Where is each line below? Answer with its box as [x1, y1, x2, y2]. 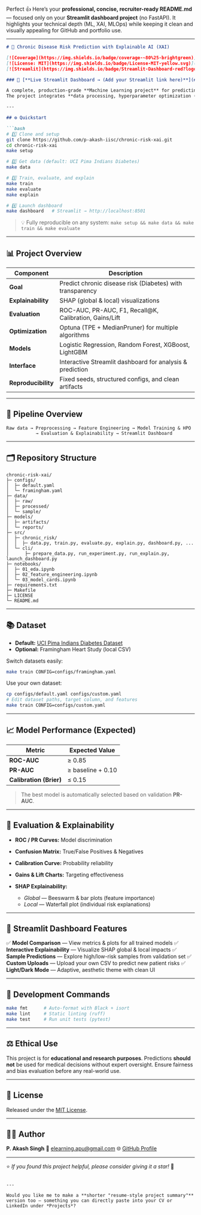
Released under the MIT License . [6, 1106, 88, 1113]
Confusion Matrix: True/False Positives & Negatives [14, 848, 144, 855]
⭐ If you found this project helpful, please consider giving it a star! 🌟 [6, 1163, 175, 1170]
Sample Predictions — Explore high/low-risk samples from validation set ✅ [6, 953, 192, 960]
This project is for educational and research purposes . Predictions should [6, 1054, 191, 1062]
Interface [9, 362, 36, 370]
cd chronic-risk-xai [6, 142, 58, 149]
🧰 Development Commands [6, 989, 110, 999]
